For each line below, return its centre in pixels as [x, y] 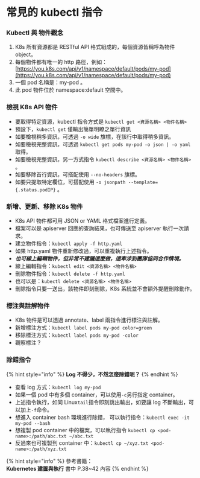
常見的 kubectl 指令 [55, 12]
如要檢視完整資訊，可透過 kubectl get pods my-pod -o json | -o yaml [103, 144]
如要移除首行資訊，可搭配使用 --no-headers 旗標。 [77, 174]
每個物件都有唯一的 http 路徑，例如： [61, 62]
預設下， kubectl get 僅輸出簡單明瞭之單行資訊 [73, 129]
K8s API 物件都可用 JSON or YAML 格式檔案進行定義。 [83, 221]
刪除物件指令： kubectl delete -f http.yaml [70, 274]
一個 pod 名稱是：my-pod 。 [50, 83]
